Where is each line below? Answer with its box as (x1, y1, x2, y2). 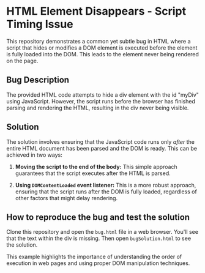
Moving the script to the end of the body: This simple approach (15, 163, 177, 170)
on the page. (6, 57, 39, 64)
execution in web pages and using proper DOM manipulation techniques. (6, 260, 190, 267)
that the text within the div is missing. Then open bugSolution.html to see (6, 234, 192, 242)
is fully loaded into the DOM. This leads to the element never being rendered (6, 50, 199, 58)
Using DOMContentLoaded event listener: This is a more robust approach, (15, 181, 196, 189)
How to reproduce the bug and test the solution (6, 212, 190, 222)
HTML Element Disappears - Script (6, 4, 187, 18)
